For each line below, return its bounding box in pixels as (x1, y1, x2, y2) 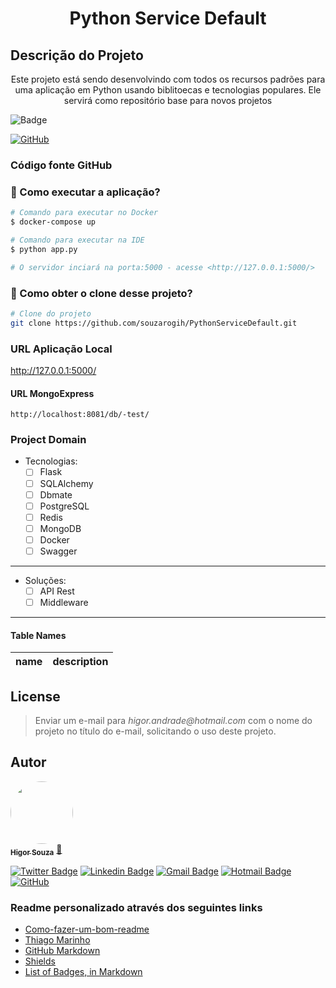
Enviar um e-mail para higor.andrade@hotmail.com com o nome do (34, 715, 313, 727)
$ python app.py (10, 244, 78, 254)
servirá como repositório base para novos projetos (63, 95, 273, 106)
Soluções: (24, 574, 67, 586)
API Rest (39, 585, 75, 597)
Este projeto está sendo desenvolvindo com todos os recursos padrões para (10, 73, 326, 85)
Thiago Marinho (24, 933, 91, 946)
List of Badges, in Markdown (24, 965, 143, 977)
